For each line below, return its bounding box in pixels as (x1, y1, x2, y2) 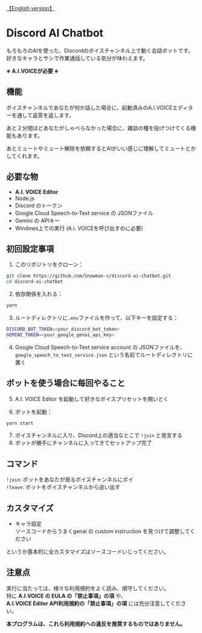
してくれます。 (6, 152, 43, 160)
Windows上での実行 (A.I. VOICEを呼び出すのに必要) (14, 224, 144, 232)
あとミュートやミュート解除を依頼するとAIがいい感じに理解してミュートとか (6, 144, 196, 152)
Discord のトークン (14, 201, 63, 209)
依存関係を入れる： (14, 290, 63, 297)
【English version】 (6, 5, 55, 11)
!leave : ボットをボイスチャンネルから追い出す (6, 484, 121, 491)
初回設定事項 (6, 244, 54, 254)
